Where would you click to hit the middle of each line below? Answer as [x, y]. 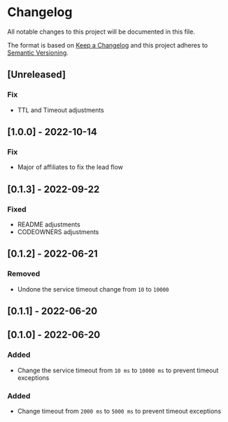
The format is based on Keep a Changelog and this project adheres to [108, 45]
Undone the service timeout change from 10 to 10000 [93, 289]
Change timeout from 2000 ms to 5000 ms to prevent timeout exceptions [119, 411]
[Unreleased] [37, 75]
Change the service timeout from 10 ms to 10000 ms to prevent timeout [118, 370]
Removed [24, 274]
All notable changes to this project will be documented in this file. [101, 32]
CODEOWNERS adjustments [58, 232]
